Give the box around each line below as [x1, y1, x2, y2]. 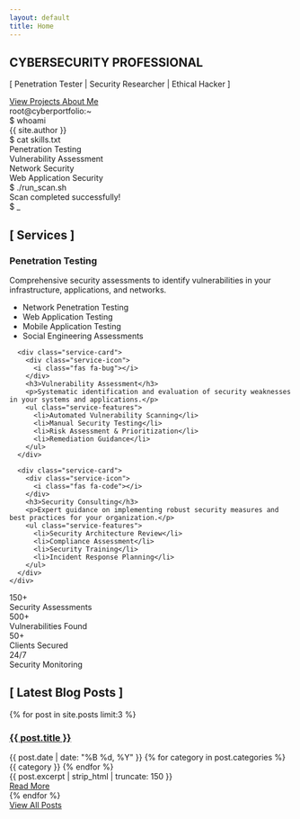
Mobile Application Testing [22, 321, 121, 331]
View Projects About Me [9, 96, 99, 107]
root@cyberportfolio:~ [9, 105, 93, 117]
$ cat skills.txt [9, 134, 61, 145]
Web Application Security [9, 173, 103, 184]
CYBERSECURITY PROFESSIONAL [9, 55, 204, 70]
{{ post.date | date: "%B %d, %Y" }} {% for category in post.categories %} [9, 752, 286, 763]
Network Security [9, 163, 75, 174]
